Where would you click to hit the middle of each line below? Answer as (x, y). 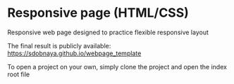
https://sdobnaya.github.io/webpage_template (74, 53)
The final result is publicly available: (59, 45)
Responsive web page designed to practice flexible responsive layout (108, 32)
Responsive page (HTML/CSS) (98, 13)
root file (19, 74)
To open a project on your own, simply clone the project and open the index (117, 66)
